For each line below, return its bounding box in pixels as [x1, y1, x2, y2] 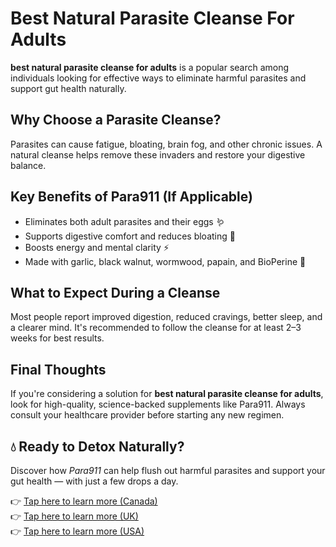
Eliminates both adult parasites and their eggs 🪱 [24, 215, 225, 227]
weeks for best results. [10, 332, 105, 344]
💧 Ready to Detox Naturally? [10, 438, 185, 455]
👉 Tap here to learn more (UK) [10, 510, 139, 522]
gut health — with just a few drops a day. [10, 475, 179, 487]
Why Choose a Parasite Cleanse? [10, 112, 222, 129]
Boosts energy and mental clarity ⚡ [24, 241, 170, 253]
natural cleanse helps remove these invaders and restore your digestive [10, 148, 306, 161]
